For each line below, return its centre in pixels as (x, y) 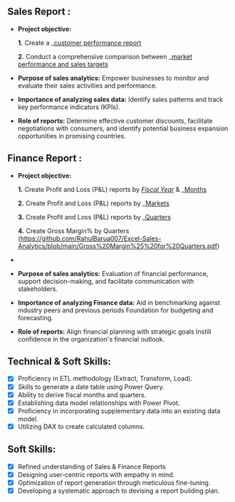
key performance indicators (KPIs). (69, 107)
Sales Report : (39, 12)
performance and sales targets (63, 64)
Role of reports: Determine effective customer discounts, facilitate (115, 121)
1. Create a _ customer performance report (79, 43)
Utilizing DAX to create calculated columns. (81, 426)
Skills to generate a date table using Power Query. (91, 386)
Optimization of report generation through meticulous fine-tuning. (114, 482)
